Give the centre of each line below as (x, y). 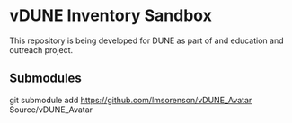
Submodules (46, 79)
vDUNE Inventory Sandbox (111, 16)
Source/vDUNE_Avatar (51, 110)
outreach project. (41, 49)
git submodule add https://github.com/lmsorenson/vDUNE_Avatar (131, 100)
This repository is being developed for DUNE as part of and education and (147, 40)
